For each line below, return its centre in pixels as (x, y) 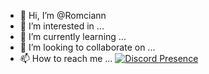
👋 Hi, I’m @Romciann (63, 15)
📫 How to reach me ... (66, 58)
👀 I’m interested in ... (62, 26)
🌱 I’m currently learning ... (73, 36)
